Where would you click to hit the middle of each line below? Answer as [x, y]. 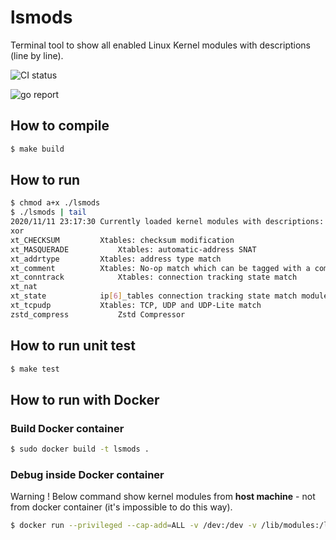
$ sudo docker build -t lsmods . [80, 449]
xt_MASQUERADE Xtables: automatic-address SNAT [133, 249]
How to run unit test [73, 346]
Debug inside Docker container [87, 474]
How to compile [60, 126]
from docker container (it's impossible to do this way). [121, 507]
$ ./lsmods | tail [48, 212]
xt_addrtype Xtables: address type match [116, 259]
